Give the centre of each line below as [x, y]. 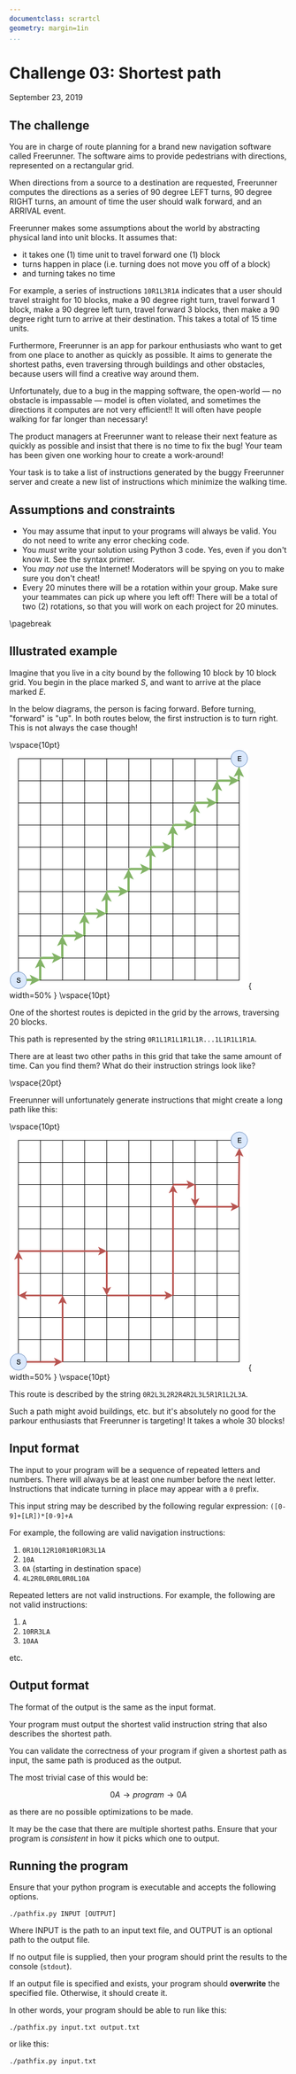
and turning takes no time [68, 274]
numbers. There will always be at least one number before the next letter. [142, 1479]
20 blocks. [28, 1021]
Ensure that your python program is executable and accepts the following [143, 1887]
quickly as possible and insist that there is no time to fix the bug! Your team [146, 446]
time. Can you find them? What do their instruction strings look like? [133, 1065]
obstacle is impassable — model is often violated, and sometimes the [135, 401]
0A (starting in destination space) [81, 1568]
